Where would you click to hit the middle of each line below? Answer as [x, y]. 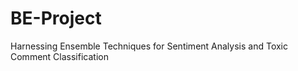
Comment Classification [59, 56]
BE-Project [56, 18]
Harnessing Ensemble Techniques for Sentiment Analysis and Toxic [149, 46]
